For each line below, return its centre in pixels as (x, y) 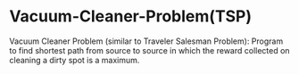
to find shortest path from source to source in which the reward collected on (149, 50)
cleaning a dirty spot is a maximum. (75, 60)
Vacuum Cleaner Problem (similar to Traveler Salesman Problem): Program (146, 41)
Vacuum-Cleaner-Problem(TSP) (131, 16)
